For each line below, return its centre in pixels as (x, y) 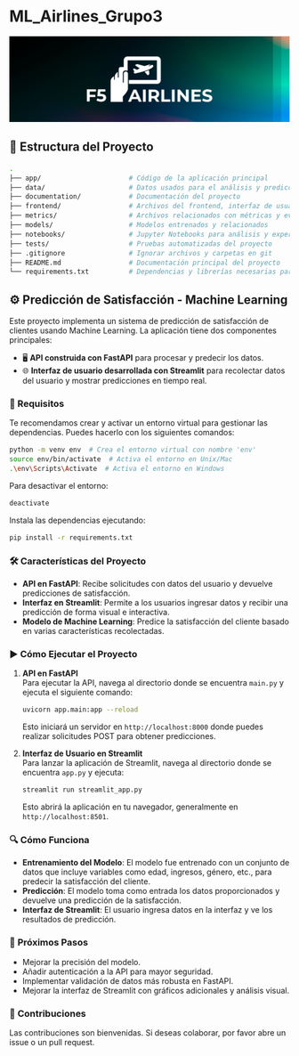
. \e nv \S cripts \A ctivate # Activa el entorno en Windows (117, 469)
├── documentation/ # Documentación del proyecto (125, 197)
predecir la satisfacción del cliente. (86, 881)
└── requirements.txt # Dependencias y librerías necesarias (143, 272)
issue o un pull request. (52, 1043)
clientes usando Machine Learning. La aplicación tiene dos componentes (143, 330)
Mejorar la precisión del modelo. (81, 962)
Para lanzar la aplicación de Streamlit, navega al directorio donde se (147, 763)
